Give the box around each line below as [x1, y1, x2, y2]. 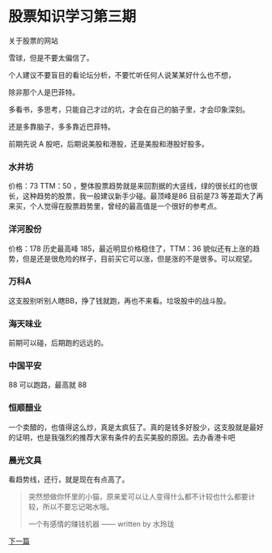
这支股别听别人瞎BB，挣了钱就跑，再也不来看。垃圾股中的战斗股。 [8, 296, 231, 305]
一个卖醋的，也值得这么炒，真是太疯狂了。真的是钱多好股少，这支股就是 [8, 422, 249, 432]
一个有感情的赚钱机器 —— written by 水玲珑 [28, 519, 175, 529]
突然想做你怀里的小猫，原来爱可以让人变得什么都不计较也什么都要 [28, 491, 249, 502]
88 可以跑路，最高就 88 [8, 380, 87, 389]
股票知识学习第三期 [8, 7, 137, 26]
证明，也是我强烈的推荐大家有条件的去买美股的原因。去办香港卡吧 [15, 432, 236, 442]
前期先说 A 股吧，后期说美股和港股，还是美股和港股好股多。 [8, 138, 209, 148]
